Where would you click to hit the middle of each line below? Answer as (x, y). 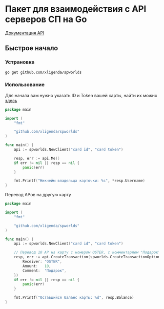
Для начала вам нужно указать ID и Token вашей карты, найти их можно (81, 95)
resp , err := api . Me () (37, 158)
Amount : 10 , (37, 266)
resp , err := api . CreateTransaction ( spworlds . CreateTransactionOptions (88, 257)
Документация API (25, 33)
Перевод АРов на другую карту (38, 195)
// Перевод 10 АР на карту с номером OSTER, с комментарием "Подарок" (87, 252)
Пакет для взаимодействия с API (76, 9)
